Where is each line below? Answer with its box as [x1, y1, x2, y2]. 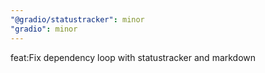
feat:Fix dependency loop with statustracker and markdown [10, 51, 257, 63]
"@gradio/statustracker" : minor [10, 14, 145, 25]
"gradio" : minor [10, 24, 78, 34]
